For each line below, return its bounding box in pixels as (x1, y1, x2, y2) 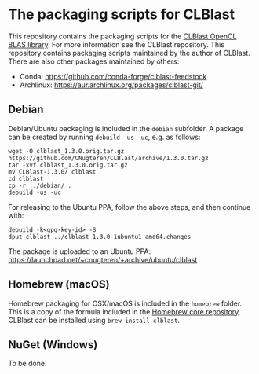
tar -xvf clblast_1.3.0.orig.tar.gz (8, 161, 128, 169)
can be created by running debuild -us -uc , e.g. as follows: (8, 132, 201, 141)
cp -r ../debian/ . (8, 181, 72, 189)
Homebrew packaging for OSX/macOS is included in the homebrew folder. (8, 299, 243, 308)
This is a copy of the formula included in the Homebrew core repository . (8, 306, 241, 316)
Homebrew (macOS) (8, 277, 110, 291)
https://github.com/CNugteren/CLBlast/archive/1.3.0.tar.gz (8, 154, 210, 162)
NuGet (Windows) (8, 338, 98, 351)
